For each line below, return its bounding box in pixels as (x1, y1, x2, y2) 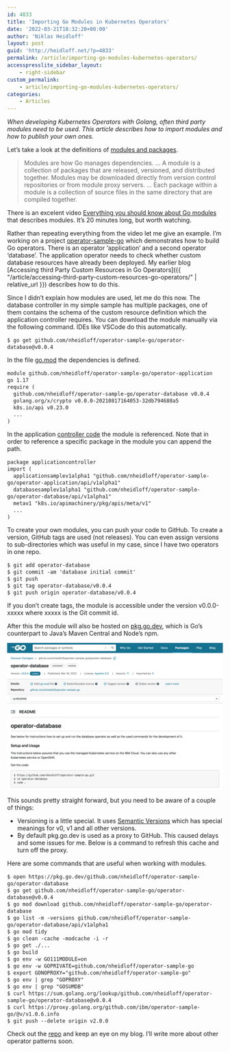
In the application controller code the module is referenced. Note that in (7, 430, 209, 439)
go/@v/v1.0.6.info (7, 1010, 60, 1018)
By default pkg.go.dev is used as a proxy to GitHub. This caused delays (16, 831, 219, 839)
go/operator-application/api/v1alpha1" (7, 479, 121, 487)
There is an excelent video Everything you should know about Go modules (7, 209, 217, 217)
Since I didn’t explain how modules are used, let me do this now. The (7, 294, 201, 302)
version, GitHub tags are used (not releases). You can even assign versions (7, 533, 219, 542)
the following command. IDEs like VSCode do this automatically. (7, 323, 187, 331)
